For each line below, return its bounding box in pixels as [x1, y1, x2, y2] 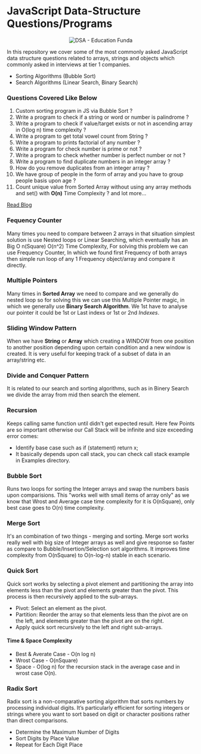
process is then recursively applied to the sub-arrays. [7, 593, 138, 600]
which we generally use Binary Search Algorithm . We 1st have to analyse [7, 303, 188, 310]
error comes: [7, 432, 39, 439]
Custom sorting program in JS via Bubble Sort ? [15, 107, 133, 115]
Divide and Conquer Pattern [7, 371, 89, 380]
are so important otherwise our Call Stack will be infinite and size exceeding [7, 426, 193, 433]
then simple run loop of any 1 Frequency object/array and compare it [7, 255, 175, 262]
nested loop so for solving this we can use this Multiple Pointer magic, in [7, 296, 185, 303]
